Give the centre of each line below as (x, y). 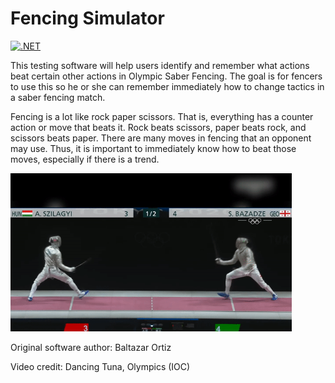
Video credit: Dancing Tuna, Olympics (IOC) (100, 367)
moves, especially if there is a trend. (85, 159)
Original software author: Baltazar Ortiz (91, 348)
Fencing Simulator (87, 18)
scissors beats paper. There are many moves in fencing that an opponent (161, 138)
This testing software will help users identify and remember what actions (160, 65)
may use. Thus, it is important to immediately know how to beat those (153, 148)
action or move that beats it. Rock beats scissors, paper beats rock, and (158, 127)
